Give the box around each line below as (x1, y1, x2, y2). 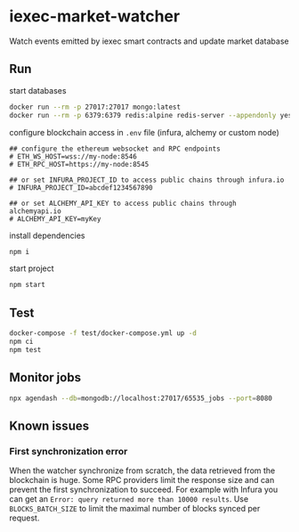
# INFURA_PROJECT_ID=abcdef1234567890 (9, 183, 153, 192)
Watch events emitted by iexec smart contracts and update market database (9, 36, 289, 46)
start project (9, 263, 55, 274)
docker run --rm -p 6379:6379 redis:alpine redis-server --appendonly (9, 110, 277, 119)
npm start (9, 281, 46, 290)
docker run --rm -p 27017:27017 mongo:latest (9, 102, 181, 111)
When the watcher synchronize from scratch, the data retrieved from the (9, 465, 276, 476)
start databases (9, 85, 67, 95)
